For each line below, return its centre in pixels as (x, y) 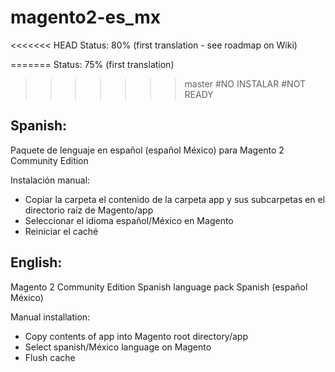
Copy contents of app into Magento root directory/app (136, 336)
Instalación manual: (50, 180)
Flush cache (50, 357)
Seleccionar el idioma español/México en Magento (129, 220)
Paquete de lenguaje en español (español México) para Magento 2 (147, 150)
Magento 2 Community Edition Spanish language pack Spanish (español (159, 287)
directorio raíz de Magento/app (89, 210)
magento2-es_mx (85, 17)
